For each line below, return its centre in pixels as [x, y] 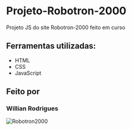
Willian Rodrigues [32, 109]
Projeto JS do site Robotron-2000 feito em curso [66, 27]
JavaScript [28, 73]
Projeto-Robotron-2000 [66, 11]
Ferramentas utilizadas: [51, 46]
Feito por [23, 92]
